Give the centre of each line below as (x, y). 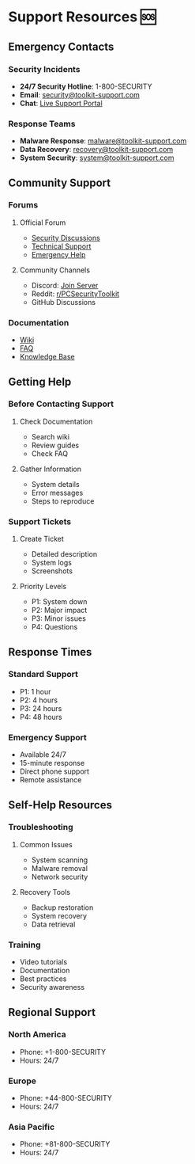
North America (37, 1035)
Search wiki (50, 436)
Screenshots (52, 571)
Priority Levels (43, 587)
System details (56, 484)
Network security (60, 877)
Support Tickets (40, 521)
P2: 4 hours (38, 700)
